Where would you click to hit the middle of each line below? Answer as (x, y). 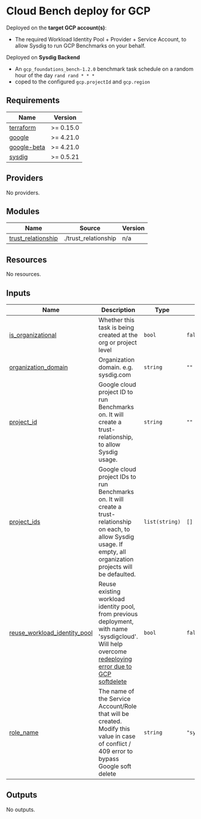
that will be (114, 714)
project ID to (116, 392)
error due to (115, 666)
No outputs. (21, 809)
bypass (109, 759)
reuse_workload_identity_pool (51, 633)
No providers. (23, 193)
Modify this (114, 729)
